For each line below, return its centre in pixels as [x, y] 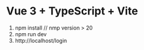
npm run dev [31, 34]
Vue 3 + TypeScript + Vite [72, 11]
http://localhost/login [41, 40]
